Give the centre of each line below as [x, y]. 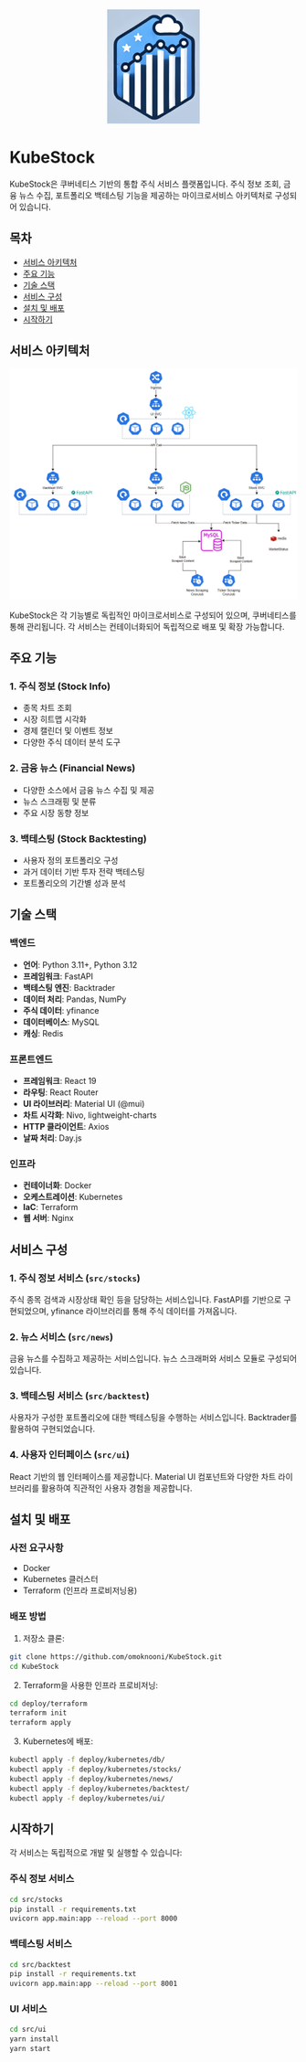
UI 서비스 [28, 2009]
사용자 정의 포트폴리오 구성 [70, 860]
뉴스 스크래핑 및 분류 [59, 801]
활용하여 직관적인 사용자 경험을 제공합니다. [116, 1488]
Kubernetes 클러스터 [60, 1579]
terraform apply [40, 1723]
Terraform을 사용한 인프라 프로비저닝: [90, 1685]
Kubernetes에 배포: [58, 1741]
